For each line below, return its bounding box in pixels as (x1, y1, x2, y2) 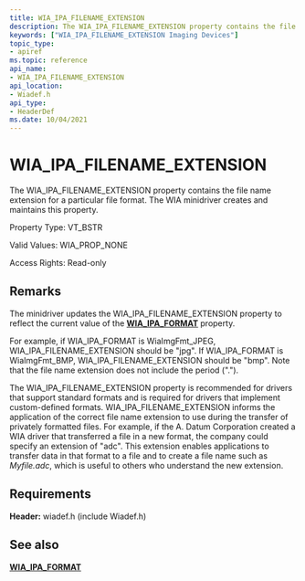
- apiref (9, 48, 43, 57)
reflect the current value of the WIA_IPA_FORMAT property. (9, 317, 236, 329)
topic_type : (9, 38, 55, 48)
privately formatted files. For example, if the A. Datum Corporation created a (9, 421, 296, 432)
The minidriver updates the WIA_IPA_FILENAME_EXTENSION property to (9, 308, 283, 319)
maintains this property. (9, 205, 99, 216)
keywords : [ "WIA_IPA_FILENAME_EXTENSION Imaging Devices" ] (9, 30, 239, 39)
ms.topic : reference (9, 56, 89, 65)
